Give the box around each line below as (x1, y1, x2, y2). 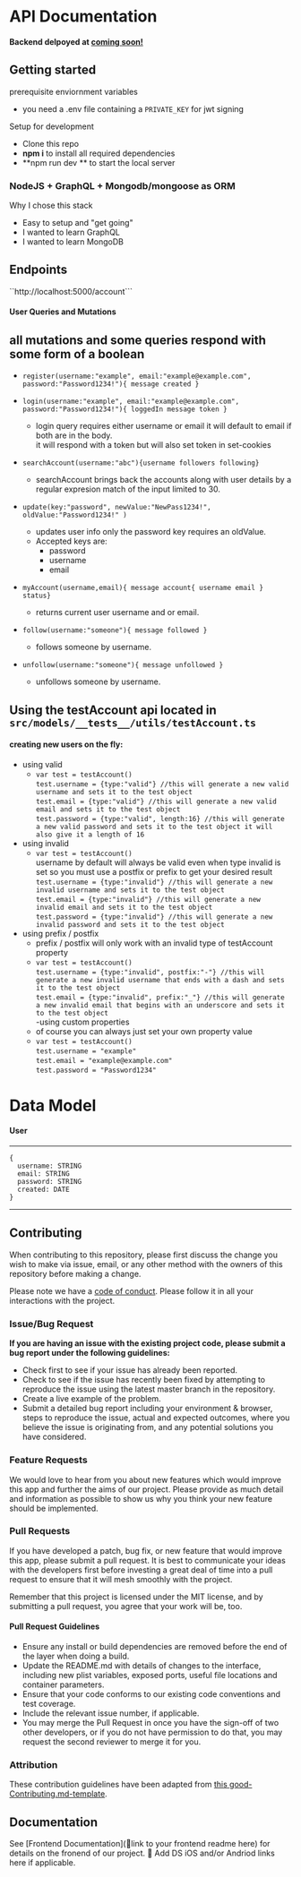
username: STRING (17, 1161, 82, 1170)
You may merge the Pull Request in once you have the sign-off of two (21, 1718, 279, 1727)
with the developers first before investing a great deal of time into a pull (9, 1564, 273, 1575)
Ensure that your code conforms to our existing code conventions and (21, 1689, 280, 1699)
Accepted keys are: (35, 536, 107, 547)
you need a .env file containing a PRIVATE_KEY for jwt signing (21, 103, 245, 114)
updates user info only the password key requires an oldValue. (35, 527, 267, 537)
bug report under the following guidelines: (9, 1348, 170, 1358)
